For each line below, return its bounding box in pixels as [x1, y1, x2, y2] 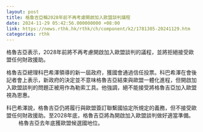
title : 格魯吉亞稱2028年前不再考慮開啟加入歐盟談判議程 [6, 14, 131, 20]
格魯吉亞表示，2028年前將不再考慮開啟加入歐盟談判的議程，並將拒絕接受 [6, 49, 189, 56]
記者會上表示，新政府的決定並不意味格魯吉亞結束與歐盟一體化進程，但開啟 [6, 77, 192, 84]
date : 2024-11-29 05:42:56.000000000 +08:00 [6, 20, 120, 26]
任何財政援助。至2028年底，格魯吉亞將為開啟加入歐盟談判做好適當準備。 [11, 112, 195, 119]
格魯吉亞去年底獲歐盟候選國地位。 [18, 119, 103, 127]
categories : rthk [6, 31, 50, 37]
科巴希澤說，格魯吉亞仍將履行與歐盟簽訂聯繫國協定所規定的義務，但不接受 [6, 104, 192, 112]
